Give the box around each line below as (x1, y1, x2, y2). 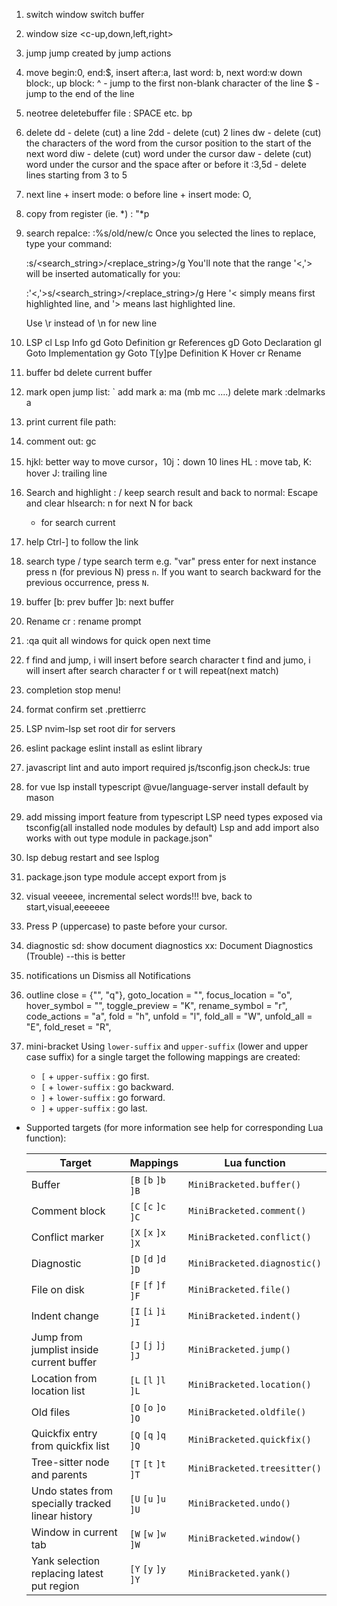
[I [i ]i (129, 1306, 167, 1317)
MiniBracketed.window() (188, 1533, 302, 1544)
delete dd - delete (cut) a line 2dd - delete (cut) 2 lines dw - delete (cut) (25, 127, 322, 138)
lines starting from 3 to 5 (25, 169, 128, 181)
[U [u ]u (129, 1494, 167, 1504)
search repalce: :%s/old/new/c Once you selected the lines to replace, (25, 227, 317, 239)
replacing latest (30, 1567, 104, 1580)
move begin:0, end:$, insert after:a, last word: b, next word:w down (25, 67, 303, 78)
